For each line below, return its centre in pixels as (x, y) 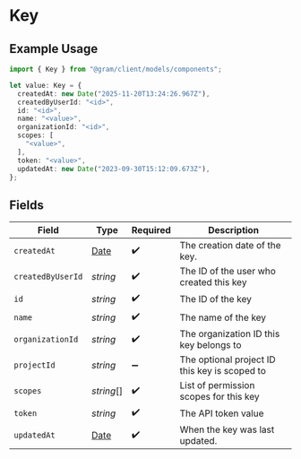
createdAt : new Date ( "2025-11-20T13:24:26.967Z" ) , (114, 94)
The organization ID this (230, 334)
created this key (213, 282)
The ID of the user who (228, 272)
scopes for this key (219, 397)
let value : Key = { (46, 85)
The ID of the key (216, 299)
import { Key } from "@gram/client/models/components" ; (116, 69)
